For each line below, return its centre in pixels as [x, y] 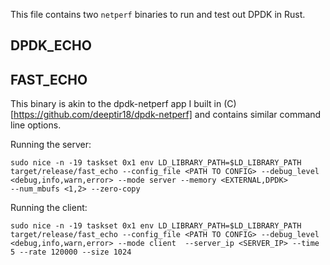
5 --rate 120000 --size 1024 [71, 252]
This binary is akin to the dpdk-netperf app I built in [116, 104]
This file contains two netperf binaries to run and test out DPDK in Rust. [158, 14]
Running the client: [49, 208]
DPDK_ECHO [51, 45]
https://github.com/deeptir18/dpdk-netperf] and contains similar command [167, 115]
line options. [36, 125]
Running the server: [51, 145]
